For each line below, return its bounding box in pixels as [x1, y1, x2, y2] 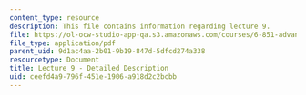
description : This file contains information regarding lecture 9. [9, 22, 271, 31]
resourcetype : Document [9, 55, 100, 64]
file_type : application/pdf [9, 38, 117, 48]
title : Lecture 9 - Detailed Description [9, 64, 169, 73]
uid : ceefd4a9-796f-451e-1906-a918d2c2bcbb [9, 72, 178, 81]
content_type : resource [9, 13, 100, 23]
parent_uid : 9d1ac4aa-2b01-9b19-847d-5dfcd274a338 [9, 47, 206, 56]
